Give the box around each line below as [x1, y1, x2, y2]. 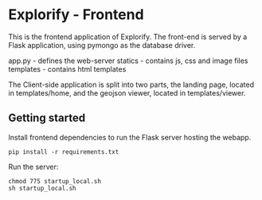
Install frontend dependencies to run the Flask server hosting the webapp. [8, 132, 252, 142]
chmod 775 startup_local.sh [8, 177, 102, 185]
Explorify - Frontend [8, 6, 145, 24]
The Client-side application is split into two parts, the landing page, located [8, 80, 255, 89]
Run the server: [8, 162, 59, 171]
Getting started [8, 112, 86, 125]
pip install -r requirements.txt [8, 147, 119, 156]
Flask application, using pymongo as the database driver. [8, 40, 196, 49]
